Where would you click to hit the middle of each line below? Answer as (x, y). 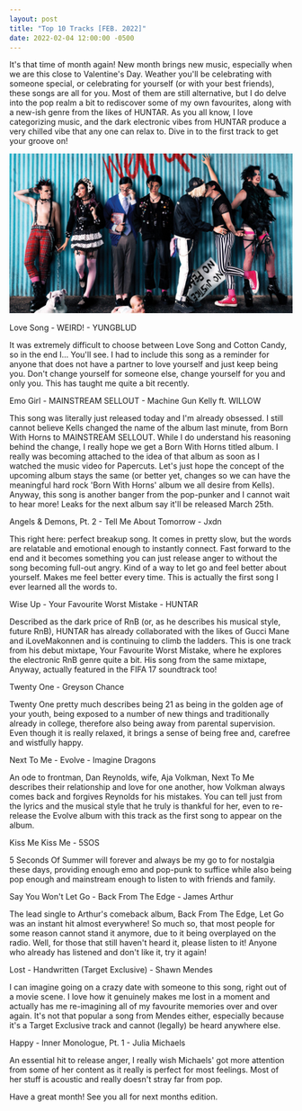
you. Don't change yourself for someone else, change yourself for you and (147, 373)
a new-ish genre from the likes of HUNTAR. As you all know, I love (131, 112)
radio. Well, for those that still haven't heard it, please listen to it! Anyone (143, 942)
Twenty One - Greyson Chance (67, 686)
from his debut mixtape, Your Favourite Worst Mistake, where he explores (146, 650)
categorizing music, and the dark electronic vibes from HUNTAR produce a (148, 122)
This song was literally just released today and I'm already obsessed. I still (147, 417)
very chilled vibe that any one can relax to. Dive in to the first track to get (144, 131)
